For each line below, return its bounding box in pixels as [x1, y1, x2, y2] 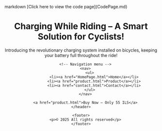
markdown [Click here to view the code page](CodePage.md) [4, 4, 128, 9]
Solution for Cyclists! [37, 31, 125, 42]
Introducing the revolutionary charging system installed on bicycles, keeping [4, 47, 158, 53]
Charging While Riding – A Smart [14, 21, 148, 32]
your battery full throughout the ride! [45, 52, 117, 58]
